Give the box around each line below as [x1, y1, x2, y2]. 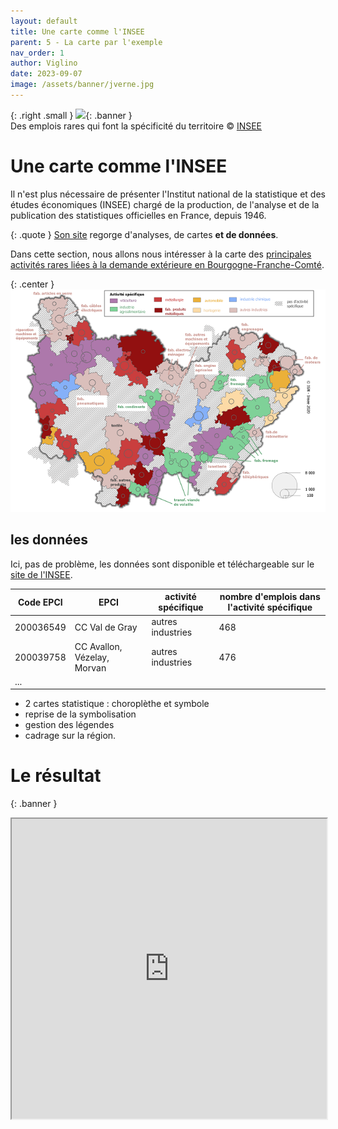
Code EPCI [17, 596, 63, 608]
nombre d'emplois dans [219, 591, 321, 603]
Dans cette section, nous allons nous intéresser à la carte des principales [10, 248, 312, 260]
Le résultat [10, 765, 102, 787]
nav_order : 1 [10, 48, 65, 58]
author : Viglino [10, 58, 78, 69]
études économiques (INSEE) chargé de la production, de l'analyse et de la [10, 198, 320, 210]
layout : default [10, 16, 78, 26]
